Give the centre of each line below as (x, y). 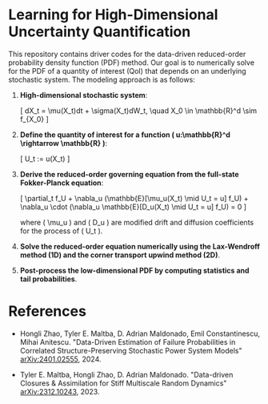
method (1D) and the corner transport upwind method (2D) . (120, 255)
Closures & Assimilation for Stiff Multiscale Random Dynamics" (123, 383)
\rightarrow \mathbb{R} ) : (64, 143)
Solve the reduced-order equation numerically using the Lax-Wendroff (140, 246)
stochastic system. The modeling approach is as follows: (102, 79)
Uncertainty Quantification (100, 32)
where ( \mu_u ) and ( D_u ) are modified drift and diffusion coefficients (137, 222)
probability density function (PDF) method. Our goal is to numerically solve (131, 63)
